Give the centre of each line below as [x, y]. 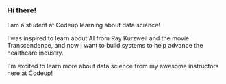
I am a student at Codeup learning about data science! [84, 25]
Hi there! [22, 10]
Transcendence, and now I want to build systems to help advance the [105, 46]
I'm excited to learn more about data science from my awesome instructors [113, 66]
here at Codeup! [30, 73]
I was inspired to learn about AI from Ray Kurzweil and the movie [98, 38]
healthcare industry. [35, 53]
